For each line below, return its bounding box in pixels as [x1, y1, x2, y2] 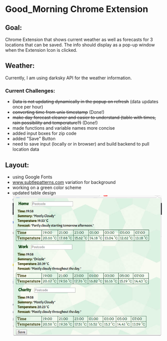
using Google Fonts [12, 173, 53, 180]
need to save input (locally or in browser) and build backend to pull [12, 141, 150, 147]
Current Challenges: [5, 87, 56, 94]
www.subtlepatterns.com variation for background [12, 179, 116, 185]
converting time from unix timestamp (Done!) [12, 109, 105, 115]
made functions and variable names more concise [12, 125, 115, 131]
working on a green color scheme [12, 184, 82, 190]
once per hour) [12, 104, 43, 110]
